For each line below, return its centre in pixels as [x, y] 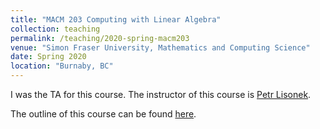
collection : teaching [55, 29]
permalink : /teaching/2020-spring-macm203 [100, 38]
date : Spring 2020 [48, 57]
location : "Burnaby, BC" [62, 66]
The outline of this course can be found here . [103, 114]
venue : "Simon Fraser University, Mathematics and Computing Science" [160, 47]
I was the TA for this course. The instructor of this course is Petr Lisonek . [161, 94]
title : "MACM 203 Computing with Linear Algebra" [116, 19]
